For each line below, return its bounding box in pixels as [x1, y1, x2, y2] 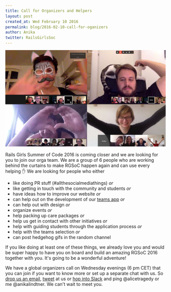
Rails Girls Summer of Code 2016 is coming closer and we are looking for [5, 151, 159, 158]
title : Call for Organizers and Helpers [5, 8, 93, 13]
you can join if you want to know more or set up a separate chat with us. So [5, 270, 164, 276]
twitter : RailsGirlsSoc [5, 35, 56, 40]
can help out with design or [12, 202, 70, 208]
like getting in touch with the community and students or [12, 185, 131, 191]
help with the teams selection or [12, 229, 80, 235]
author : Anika [5, 30, 36, 35]
